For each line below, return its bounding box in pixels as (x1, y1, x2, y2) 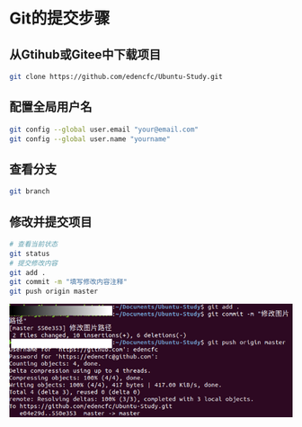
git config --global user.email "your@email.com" (9, 125, 200, 134)
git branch (9, 187, 50, 196)
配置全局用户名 (9, 100, 93, 115)
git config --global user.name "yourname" (9, 134, 171, 144)
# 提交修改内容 (9, 258, 58, 268)
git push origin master (9, 287, 99, 297)
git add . (9, 268, 47, 277)
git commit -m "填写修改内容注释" (9, 278, 128, 287)
